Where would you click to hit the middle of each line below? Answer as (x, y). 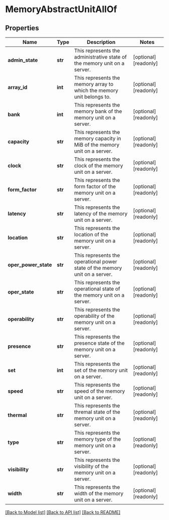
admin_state (23, 60)
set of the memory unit (101, 370)
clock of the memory (99, 166)
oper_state (21, 292)
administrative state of (101, 57)
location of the (91, 234)
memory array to (94, 84)
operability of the (94, 316)
